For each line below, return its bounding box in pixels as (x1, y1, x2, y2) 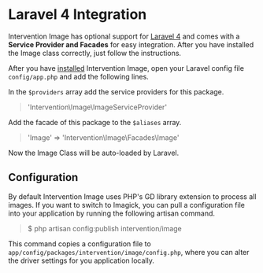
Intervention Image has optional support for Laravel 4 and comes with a (8, 31, 240, 41)
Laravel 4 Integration (8, 6, 147, 24)
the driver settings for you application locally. (8, 256, 155, 265)
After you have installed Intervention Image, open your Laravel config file (8, 63, 244, 72)
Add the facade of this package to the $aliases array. (8, 117, 182, 127)
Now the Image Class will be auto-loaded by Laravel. (8, 148, 180, 157)
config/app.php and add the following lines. (8, 72, 150, 81)
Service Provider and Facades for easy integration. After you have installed (8, 39, 254, 49)
